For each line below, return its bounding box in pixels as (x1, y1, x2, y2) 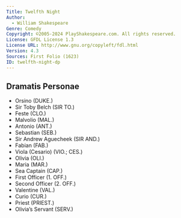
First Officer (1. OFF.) (14, 174, 67, 181)
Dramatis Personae (6, 81, 80, 91)
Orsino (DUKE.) (14, 97, 53, 104)
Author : (6, 14, 26, 20)
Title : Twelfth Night (6, 8, 61, 15)
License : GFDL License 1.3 (6, 37, 74, 43)
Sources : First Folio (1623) (6, 53, 79, 59)
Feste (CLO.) (14, 110, 46, 117)
